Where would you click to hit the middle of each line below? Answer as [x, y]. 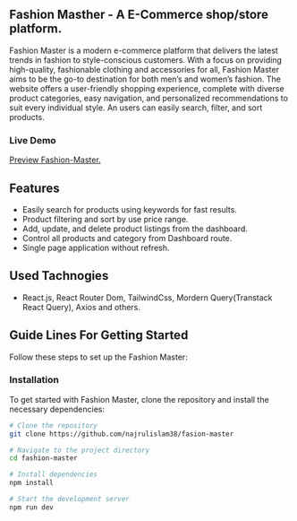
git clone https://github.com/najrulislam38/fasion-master [122, 434]
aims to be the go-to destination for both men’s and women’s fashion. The [145, 79]
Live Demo [33, 140]
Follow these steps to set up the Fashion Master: [98, 357]
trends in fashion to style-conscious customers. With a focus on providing [145, 60]
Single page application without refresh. [96, 247]
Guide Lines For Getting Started [99, 335]
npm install [31, 483]
